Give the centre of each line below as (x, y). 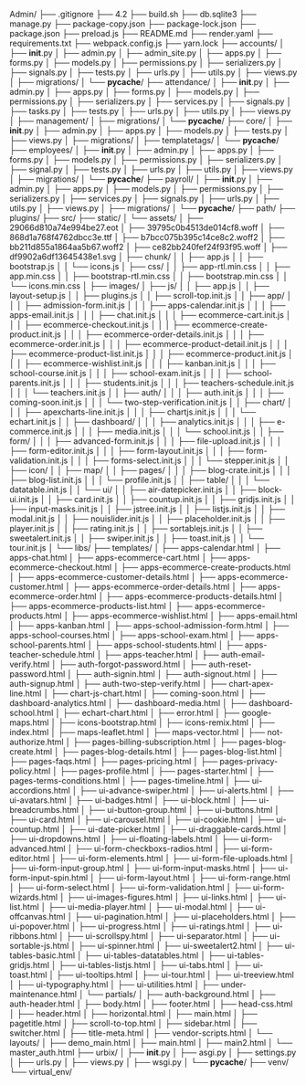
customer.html (37, 586)
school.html (32, 713)
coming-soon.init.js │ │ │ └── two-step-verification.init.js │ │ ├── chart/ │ (151, 402)
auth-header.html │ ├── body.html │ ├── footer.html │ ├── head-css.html (151, 1004)
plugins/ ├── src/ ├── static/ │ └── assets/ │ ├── (106, 218)
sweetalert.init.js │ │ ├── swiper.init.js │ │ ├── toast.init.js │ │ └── (137, 538)
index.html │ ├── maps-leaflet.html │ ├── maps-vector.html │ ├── (137, 732)
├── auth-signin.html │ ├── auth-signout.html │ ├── (176, 674)
